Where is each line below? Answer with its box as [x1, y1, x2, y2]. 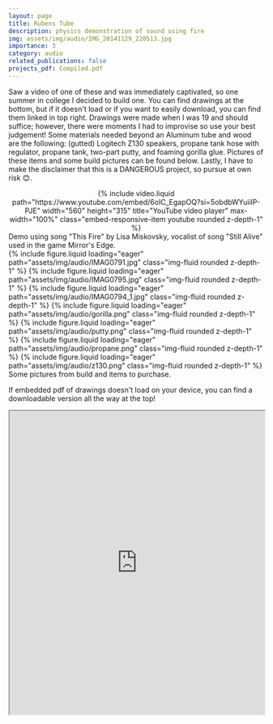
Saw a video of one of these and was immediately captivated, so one [8, 87, 239, 96]
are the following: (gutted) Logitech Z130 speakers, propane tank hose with [8, 138, 259, 148]
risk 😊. [8, 172, 32, 182]
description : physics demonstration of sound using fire [8, 27, 205, 35]
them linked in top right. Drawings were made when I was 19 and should [8, 113, 249, 122]
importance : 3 [8, 42, 57, 50]
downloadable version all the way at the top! [8, 394, 156, 403]
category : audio [8, 49, 63, 57]
